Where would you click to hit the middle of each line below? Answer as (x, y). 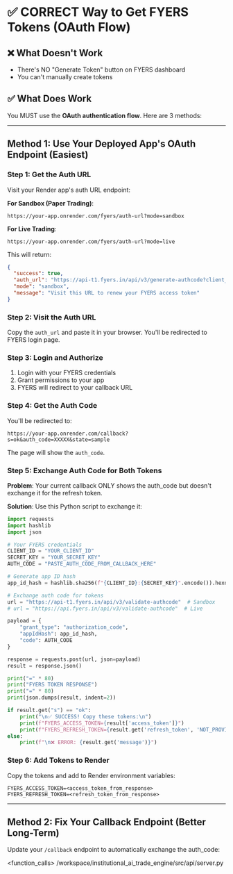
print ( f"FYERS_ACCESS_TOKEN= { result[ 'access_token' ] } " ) (102, 723)
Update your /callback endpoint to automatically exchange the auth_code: (114, 850)
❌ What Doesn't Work (55, 53)
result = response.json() (44, 666)
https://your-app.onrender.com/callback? (68, 434)
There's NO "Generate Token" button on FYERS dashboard (101, 69)
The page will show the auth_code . (56, 452)
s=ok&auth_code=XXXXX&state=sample (59, 439)
